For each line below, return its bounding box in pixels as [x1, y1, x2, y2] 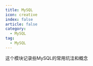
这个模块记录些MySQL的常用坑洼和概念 [5, 55, 88, 61]
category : [5, 26, 27, 31]
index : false [5, 17, 33, 22]
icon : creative [5, 12, 38, 17]
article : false [5, 21, 38, 27]
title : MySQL [5, 7, 33, 13]
